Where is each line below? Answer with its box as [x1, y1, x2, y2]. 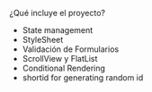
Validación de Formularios [22, 44, 120, 54]
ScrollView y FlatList [22, 54, 98, 63]
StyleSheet [22, 35, 64, 45]
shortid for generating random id [22, 72, 144, 83]
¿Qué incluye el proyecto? [9, 8, 106, 18]
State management [22, 25, 94, 35]
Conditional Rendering [22, 63, 106, 73]
